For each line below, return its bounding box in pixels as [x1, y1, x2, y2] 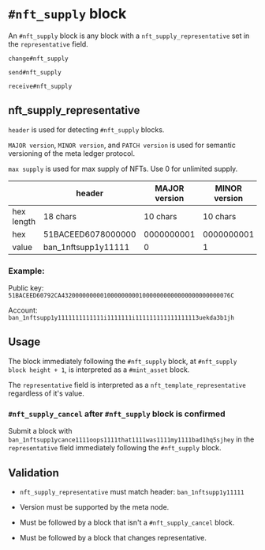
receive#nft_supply [8, 82, 73, 90]
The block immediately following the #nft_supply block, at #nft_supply [8, 356, 237, 366]
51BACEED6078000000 [43, 229, 136, 240]
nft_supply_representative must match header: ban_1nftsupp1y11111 [19, 487, 244, 496]
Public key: [8, 283, 44, 293]
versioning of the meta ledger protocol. [8, 148, 136, 158]
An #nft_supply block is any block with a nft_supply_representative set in [8, 31, 250, 40]
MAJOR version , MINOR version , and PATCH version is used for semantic [8, 140, 237, 150]
